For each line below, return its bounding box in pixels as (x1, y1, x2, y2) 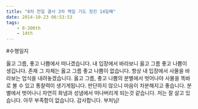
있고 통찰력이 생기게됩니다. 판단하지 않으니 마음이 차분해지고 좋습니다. (24, 82, 186, 89)
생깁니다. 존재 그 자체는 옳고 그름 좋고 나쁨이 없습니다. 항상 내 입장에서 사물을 (6, 67, 184, 74)
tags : (6, 19, 20, 25)
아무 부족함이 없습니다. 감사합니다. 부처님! (23, 97, 120, 104)
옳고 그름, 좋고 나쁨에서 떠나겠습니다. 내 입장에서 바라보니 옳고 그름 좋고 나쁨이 (6, 60, 187, 67)
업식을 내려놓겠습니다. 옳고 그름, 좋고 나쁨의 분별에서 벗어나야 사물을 (21, 75, 180, 82)
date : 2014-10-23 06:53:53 (6, 14, 73, 20)
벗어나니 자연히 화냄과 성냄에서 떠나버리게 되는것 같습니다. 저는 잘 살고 (21, 90, 184, 97)
